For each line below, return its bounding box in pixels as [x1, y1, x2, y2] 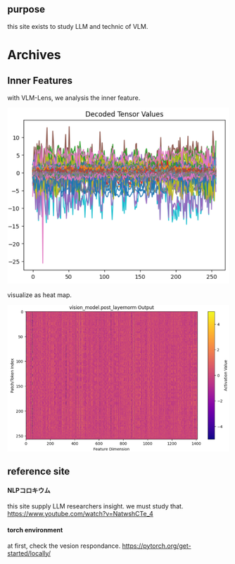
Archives [7, 47, 61, 63]
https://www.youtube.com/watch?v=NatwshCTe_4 [7, 510, 153, 518]
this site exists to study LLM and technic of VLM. [7, 22, 148, 30]
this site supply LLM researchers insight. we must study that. [7, 502, 184, 510]
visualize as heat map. [7, 290, 72, 299]
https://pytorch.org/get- [122, 541, 191, 550]
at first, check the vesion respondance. [7, 541, 121, 550]
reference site [7, 465, 70, 477]
